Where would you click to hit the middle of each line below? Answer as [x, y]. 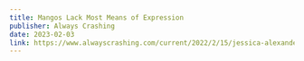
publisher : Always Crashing [62, 26]
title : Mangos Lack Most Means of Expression [96, 17]
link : [19, 43]
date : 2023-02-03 [42, 34]
